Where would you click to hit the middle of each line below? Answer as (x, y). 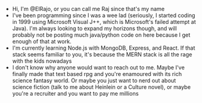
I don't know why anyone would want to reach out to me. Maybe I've (98, 67)
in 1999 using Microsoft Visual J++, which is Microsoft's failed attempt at (104, 22)
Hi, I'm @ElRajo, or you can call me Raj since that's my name (88, 9)
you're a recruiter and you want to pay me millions (75, 93)
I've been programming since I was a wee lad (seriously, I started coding (104, 15)
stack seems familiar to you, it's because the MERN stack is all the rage (102, 54)
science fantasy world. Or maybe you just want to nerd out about (94, 80)
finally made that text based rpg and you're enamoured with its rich (97, 74)
